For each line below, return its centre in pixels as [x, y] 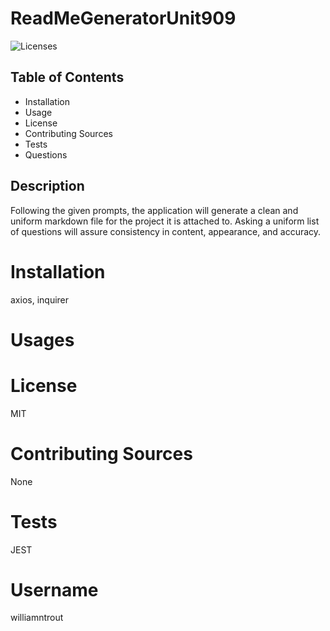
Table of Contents [67, 77]
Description [47, 186]
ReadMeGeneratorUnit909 [123, 18]
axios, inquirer [40, 299]
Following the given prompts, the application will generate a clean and [154, 210]
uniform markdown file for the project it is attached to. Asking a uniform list [165, 221]
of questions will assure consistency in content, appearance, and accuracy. [166, 231]
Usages [42, 339]
